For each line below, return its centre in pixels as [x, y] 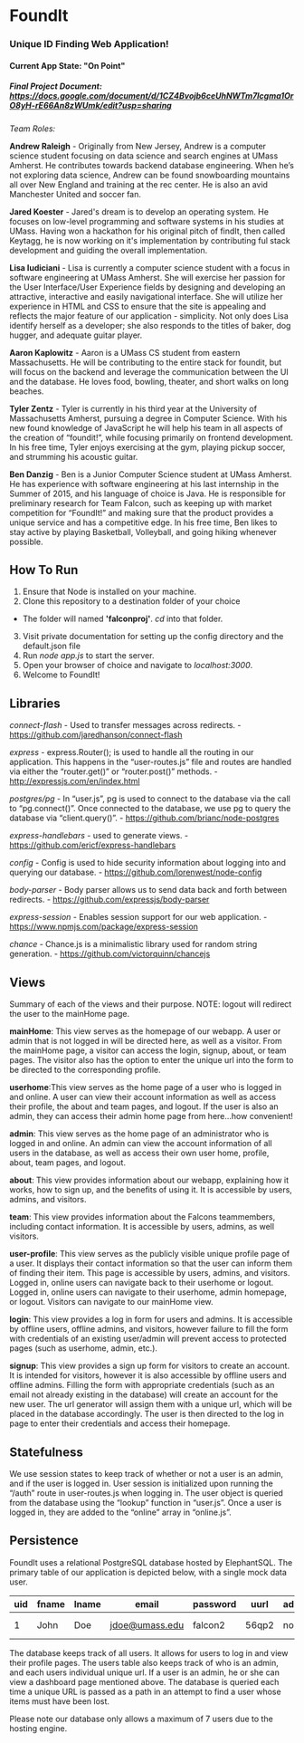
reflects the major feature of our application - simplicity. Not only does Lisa [149, 316]
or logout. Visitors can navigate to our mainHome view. [112, 1302]
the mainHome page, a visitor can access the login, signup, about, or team [148, 1050]
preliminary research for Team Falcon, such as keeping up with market [141, 503]
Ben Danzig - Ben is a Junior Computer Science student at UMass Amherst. [151, 474]
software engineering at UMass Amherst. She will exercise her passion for [147, 277]
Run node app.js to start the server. [88, 656]
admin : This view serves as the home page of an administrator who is [139, 1134]
